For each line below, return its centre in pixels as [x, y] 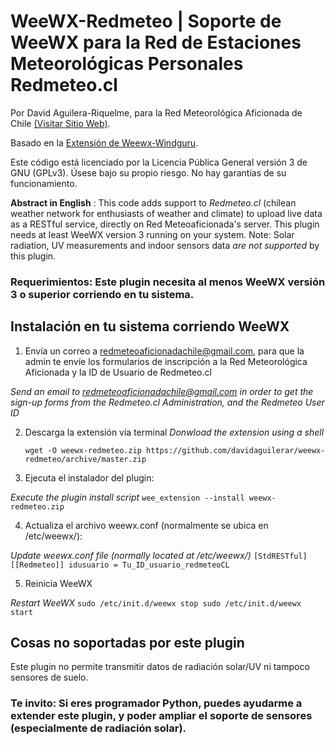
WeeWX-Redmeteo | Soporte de [146, 21]
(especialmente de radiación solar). [98, 728]
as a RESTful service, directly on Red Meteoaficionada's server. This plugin [165, 224]
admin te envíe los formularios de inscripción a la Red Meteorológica [166, 361]
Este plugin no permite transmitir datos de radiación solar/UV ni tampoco [160, 667]
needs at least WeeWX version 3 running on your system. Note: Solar [152, 234]
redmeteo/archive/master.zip [85, 459]
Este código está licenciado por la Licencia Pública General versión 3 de [159, 162]
